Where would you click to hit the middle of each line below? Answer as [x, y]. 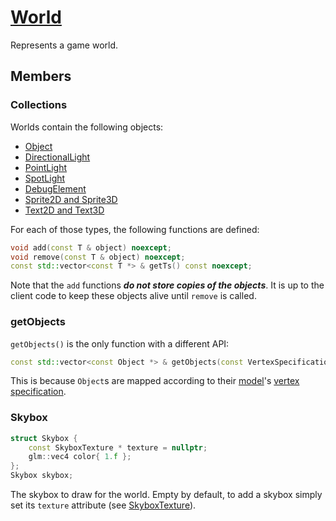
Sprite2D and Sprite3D [71, 199]
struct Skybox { [44, 438]
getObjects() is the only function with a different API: [120, 343]
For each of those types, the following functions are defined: [135, 229]
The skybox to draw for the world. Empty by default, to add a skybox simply [166, 495]
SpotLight [45, 178]
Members [41, 76]
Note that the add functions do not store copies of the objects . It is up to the [167, 285]
